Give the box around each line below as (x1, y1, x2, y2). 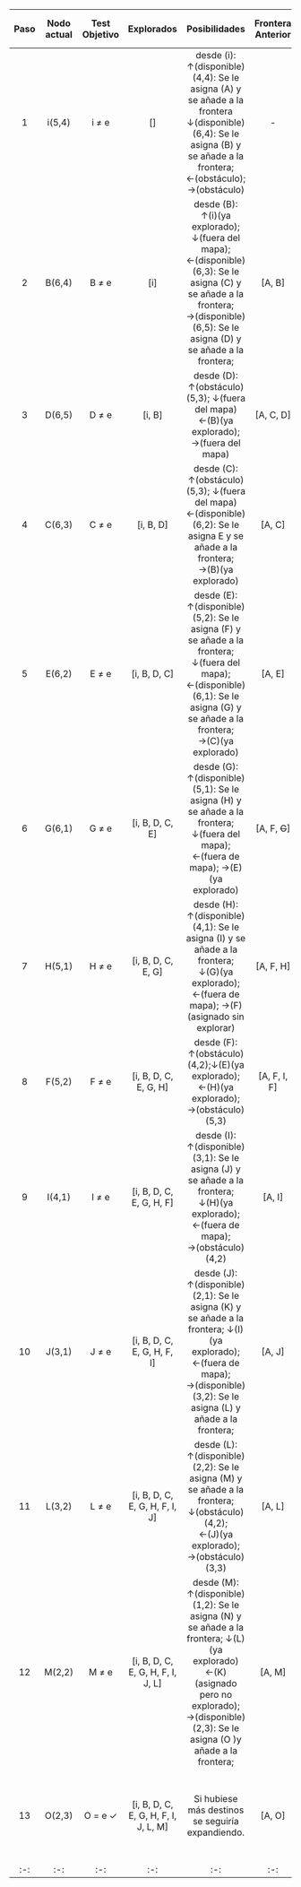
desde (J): (193, 1268, 238, 1279)
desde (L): (193, 1439, 238, 1450)
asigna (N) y (189, 1610, 242, 1622)
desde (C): (193, 463, 239, 474)
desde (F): (193, 1036, 238, 1048)
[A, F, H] (254, 960, 291, 972)
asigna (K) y (190, 1301, 242, 1312)
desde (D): (193, 369, 239, 382)
